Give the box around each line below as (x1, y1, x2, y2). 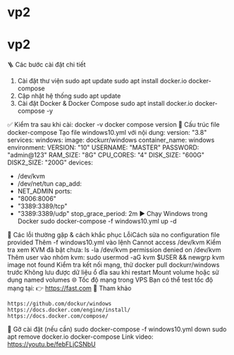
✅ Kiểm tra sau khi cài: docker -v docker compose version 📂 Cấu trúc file (7, 121, 220, 129)
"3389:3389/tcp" (17, 202, 68, 210)
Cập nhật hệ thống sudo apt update (17, 92, 121, 100)
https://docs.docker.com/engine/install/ (7, 306, 131, 314)
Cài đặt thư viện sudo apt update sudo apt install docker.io (17, 77, 187, 85)
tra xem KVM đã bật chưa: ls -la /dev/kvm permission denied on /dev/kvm (7, 246, 221, 254)
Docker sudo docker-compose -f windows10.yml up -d (17, 217, 178, 226)
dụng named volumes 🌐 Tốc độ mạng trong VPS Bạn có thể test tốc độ (7, 276, 214, 284)
